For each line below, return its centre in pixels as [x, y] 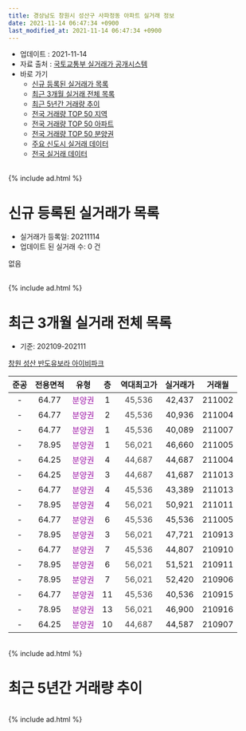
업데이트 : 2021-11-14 [53, 54]
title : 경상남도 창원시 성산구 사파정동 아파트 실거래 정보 [92, 16]
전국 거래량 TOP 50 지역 [69, 114]
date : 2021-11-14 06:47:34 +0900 [64, 23]
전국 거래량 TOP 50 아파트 [72, 124]
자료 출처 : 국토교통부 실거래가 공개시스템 [84, 64]
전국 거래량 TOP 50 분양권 [72, 134]
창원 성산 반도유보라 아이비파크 [57, 363]
